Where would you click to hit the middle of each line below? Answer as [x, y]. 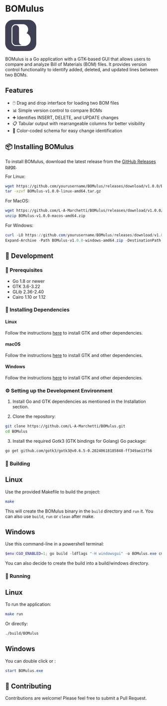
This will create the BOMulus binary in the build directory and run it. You [79, 511]
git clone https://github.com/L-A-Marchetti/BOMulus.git [65, 426]
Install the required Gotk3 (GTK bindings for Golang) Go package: [79, 441]
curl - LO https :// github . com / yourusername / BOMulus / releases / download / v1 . [83, 235]
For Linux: [15, 176]
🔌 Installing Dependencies [37, 310]
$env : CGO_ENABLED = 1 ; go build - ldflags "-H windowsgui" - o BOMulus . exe [81, 554]
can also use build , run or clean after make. [50, 516]
